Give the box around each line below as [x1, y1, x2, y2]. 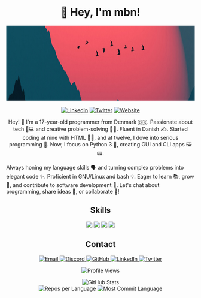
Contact [85, 239, 116, 249]
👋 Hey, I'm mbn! [60, 5, 141, 19]
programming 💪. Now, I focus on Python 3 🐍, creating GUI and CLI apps [8, 140, 185, 148]
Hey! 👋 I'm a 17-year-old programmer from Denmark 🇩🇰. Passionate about [8, 118, 193, 125]
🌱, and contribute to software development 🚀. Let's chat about [6, 181, 160, 188]
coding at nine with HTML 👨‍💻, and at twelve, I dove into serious [22, 134, 179, 141]
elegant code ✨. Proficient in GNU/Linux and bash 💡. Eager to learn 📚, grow [6, 173, 194, 180]
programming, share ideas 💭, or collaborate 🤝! [6, 188, 120, 195]
